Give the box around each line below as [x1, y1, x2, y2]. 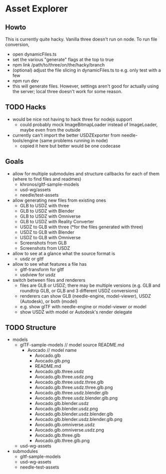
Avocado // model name [27, 347, 77, 353]
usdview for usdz [19, 271, 56, 278]
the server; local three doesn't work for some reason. [12, 89, 122, 94]
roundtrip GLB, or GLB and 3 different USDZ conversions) [19, 287, 138, 293]
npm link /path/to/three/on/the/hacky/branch [12, 62, 105, 68]
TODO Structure [5, 323, 56, 332]
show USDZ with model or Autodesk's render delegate [19, 309, 132, 315]
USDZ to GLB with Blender [19, 229, 74, 235]
